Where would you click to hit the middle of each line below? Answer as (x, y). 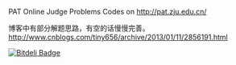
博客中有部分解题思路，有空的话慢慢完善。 (79, 28)
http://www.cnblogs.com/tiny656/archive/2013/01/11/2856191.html (118, 37)
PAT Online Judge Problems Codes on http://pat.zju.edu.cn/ (108, 12)
